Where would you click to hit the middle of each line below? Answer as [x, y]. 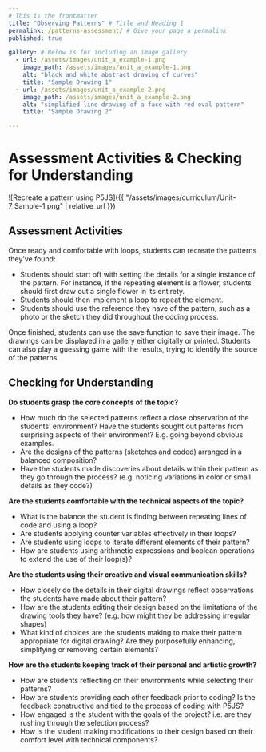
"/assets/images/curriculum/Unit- [181, 197]
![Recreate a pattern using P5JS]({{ [66, 197]
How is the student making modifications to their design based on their [136, 731]
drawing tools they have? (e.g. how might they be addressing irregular [135, 615]
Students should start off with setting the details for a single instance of [137, 274]
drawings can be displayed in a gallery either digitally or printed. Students [129, 340]
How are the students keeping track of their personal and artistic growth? [133, 665]
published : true [35, 38]
